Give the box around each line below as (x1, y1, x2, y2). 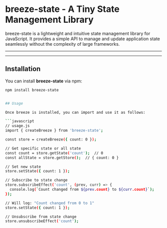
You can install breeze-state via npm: (5, 78, 83, 84)
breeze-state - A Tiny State (5, 3, 120, 15)
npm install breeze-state (5, 87, 59, 92)
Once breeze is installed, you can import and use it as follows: (5, 110, 146, 115)
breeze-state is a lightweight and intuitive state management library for (5, 30, 151, 36)
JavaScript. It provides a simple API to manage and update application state (5, 36, 160, 42)
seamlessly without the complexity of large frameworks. (5, 41, 120, 47)
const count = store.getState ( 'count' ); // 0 (5, 151, 103, 155)
